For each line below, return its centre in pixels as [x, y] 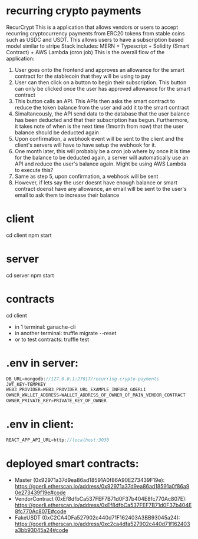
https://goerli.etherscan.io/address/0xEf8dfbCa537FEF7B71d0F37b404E [103, 505]
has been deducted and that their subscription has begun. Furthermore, [102, 120]
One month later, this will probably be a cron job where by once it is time [102, 151]
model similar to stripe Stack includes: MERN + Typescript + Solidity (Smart [98, 46]
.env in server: [42, 363]
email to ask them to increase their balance [67, 195]
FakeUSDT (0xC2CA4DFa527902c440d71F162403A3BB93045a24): [97, 517]
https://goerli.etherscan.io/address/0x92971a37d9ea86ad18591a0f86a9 [102, 486]
